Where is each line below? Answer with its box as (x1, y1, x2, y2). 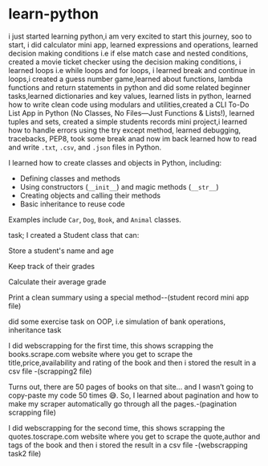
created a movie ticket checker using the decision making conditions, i (8, 57, 242, 67)
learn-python (8, 5, 99, 23)
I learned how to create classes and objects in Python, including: (8, 157, 222, 167)
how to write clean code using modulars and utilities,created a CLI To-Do (8, 100, 250, 109)
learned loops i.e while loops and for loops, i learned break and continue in (8, 65, 255, 75)
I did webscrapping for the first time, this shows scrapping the (8, 341, 214, 350)
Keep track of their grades (8, 261, 95, 271)
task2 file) (8, 448, 42, 458)
